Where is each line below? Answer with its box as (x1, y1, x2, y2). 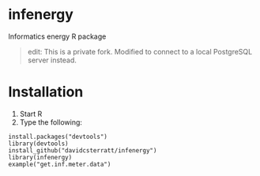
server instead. (27, 55, 77, 65)
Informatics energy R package (8, 32, 107, 41)
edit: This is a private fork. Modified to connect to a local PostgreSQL (27, 47, 253, 56)
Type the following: (19, 117, 83, 127)
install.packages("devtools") (8, 133, 108, 140)
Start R (19, 109, 43, 118)
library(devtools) (8, 140, 69, 148)
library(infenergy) (8, 153, 73, 161)
